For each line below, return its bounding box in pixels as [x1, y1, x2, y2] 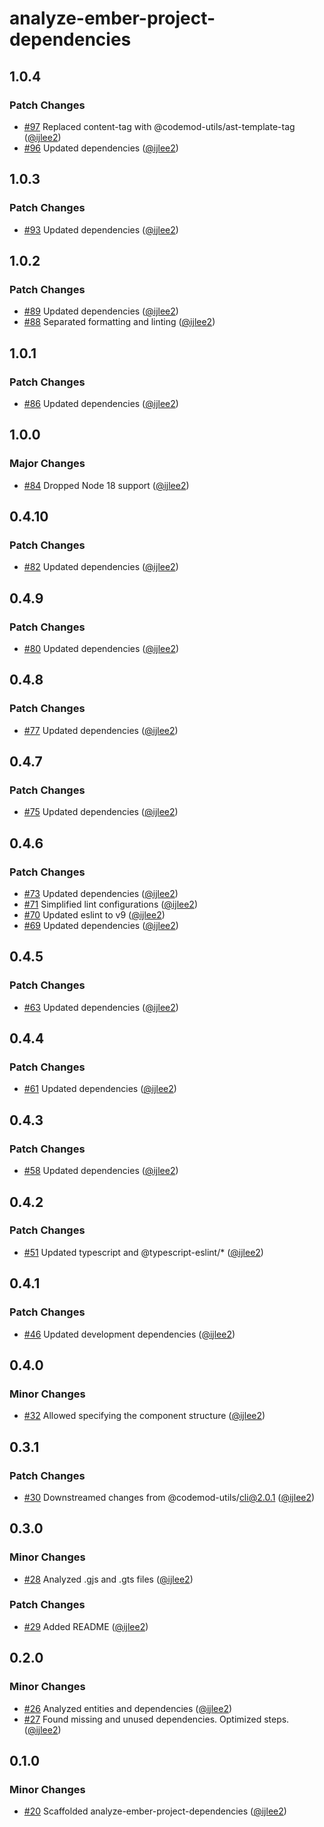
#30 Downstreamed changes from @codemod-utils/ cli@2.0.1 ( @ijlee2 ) [23, 1491, 316, 1503]
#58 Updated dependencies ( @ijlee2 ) [23, 1165, 179, 1177]
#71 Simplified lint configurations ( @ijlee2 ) [23, 898, 198, 911]
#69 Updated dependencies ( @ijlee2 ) [23, 920, 179, 932]
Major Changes [9, 457, 86, 471]
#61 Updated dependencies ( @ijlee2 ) [23, 1083, 177, 1095]
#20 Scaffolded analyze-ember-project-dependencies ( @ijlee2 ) [23, 1805, 287, 1817]
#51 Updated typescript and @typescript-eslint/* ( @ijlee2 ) [23, 1246, 264, 1258]
